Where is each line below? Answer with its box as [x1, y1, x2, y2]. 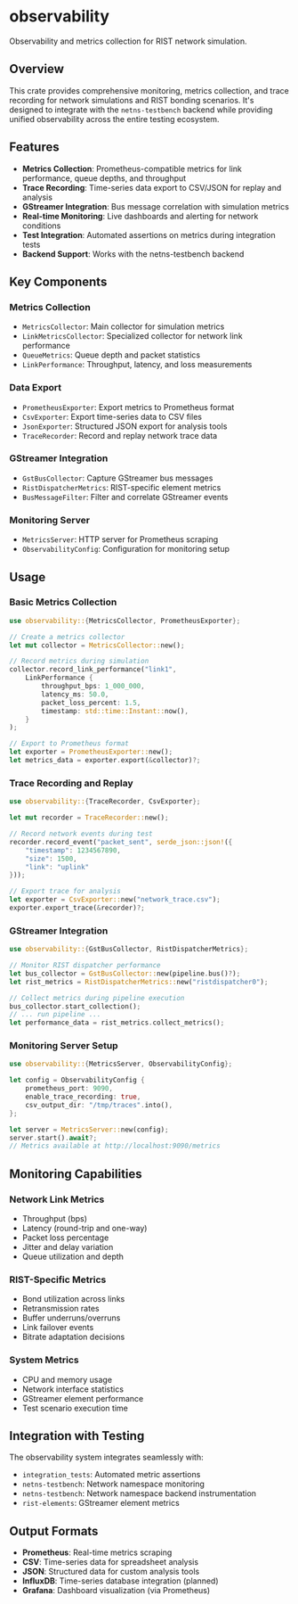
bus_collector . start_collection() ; [9, 1001, 141, 1011]
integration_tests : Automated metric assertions [21, 1469, 201, 1480]
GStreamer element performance [21, 1393, 144, 1403]
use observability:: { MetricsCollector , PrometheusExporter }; [9, 616, 241, 625]
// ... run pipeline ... [9, 1010, 101, 1019]
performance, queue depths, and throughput [21, 172, 187, 184]
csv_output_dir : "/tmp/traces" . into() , [25, 1100, 173, 1109]
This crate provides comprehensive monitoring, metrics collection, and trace [9, 85, 289, 95]
